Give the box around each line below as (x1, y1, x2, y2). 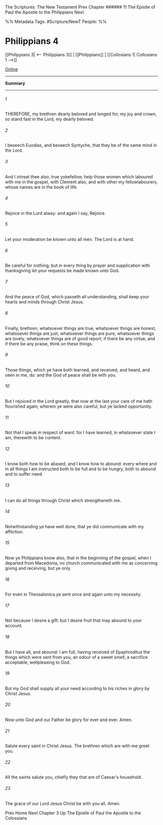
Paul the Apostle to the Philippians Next (5, 9, 84, 15)
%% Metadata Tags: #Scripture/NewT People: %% (5, 19, 107, 24)
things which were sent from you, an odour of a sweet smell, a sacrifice (5, 654, 148, 660)
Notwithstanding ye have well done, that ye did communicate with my (5, 523, 144, 529)
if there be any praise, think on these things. (5, 341, 93, 346)
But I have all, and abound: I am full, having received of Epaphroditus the (5, 649, 150, 655)
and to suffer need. (5, 471, 44, 477)
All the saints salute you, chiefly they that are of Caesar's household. (5, 774, 142, 780)
